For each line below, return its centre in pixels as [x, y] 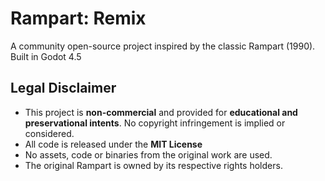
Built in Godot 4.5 [46, 56]
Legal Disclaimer [63, 88]
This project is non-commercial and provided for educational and [161, 112]
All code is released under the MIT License [113, 144]
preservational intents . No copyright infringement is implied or [155, 123]
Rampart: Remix [78, 18]
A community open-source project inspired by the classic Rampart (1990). [163, 46]
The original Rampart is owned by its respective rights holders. [153, 165]
